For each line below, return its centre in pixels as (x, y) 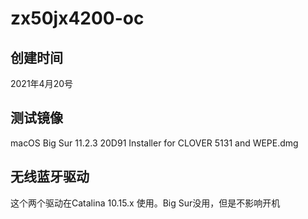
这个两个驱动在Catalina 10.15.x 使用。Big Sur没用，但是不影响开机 (145, 203)
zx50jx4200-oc (77, 18)
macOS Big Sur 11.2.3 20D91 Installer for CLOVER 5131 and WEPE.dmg (154, 143)
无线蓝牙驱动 (50, 177)
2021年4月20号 (42, 83)
